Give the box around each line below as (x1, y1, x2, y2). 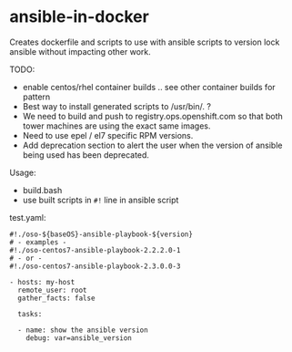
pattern (22, 91, 51, 102)
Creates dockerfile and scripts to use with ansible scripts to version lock (9, 36, 280, 47)
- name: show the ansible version (17, 326, 148, 335)
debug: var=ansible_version (25, 333, 132, 343)
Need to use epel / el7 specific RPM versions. (22, 129, 194, 140)
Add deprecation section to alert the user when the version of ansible (22, 140, 283, 150)
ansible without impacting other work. (9, 46, 152, 57)
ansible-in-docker (9, 6, 150, 27)
